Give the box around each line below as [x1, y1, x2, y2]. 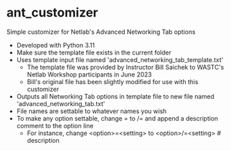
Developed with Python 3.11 [16, 41, 95, 49]
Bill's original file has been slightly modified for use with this [26, 77, 198, 85]
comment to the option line [16, 121, 94, 130]
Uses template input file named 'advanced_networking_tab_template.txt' [16, 55, 223, 63]
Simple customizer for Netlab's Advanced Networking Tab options [6, 28, 196, 36]
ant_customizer [6, 5, 99, 21]
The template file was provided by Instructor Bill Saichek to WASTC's [26, 63, 225, 71]
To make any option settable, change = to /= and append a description [16, 114, 219, 122]
